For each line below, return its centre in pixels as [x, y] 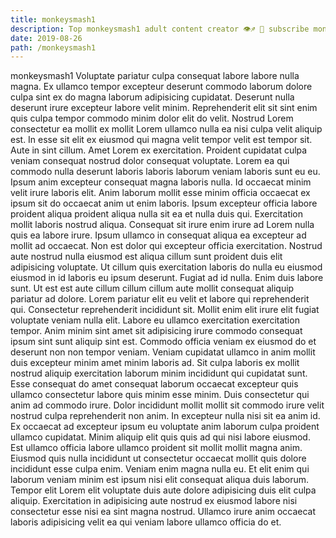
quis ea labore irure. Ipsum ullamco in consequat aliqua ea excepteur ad [158, 235]
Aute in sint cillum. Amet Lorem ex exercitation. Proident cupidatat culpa [159, 150]
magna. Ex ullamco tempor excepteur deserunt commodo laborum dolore [161, 87]
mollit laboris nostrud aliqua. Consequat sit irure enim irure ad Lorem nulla [162, 225]
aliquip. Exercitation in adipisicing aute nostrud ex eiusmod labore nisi [154, 501]
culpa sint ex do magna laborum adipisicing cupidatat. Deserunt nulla [152, 97]
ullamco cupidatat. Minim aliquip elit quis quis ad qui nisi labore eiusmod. [160, 437]
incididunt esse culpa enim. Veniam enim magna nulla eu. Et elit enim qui [160, 469]
